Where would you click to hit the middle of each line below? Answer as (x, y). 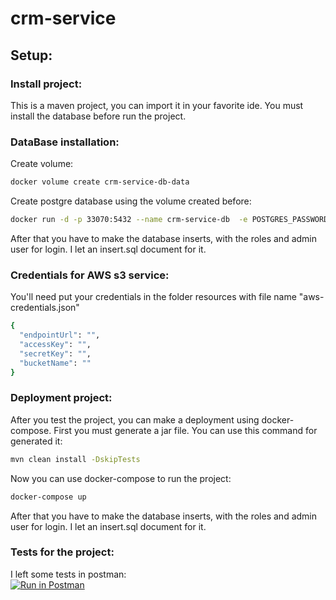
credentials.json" (45, 308)
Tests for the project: (62, 552)
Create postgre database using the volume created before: (131, 201)
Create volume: (42, 164)
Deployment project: (61, 398)
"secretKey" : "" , (55, 353)
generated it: (36, 441)
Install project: (46, 84)
